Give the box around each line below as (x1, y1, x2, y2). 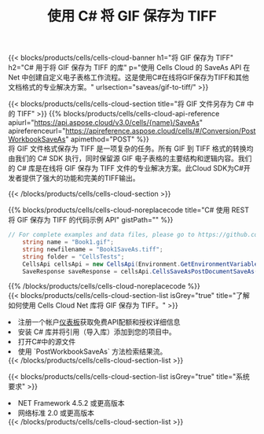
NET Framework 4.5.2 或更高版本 (18, 399, 125, 408)
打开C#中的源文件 (18, 337, 76, 347)
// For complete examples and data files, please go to (8, 231, 195, 239)
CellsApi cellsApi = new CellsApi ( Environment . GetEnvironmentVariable (22, 260, 258, 268)
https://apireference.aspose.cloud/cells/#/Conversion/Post (65, 127, 256, 136)
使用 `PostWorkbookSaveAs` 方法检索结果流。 (18, 347, 167, 356)
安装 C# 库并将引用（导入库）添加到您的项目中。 (18, 327, 176, 337)
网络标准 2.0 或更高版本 (18, 408, 94, 417)
